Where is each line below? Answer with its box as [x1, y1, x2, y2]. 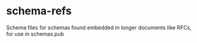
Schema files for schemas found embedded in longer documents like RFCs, [6, 24, 192, 31]
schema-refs [6, 4, 72, 18]
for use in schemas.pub [6, 30, 64, 37]
